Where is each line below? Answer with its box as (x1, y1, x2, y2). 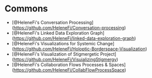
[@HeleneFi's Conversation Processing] (11, 19, 94, 25)
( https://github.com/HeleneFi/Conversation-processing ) (11, 24, 126, 30)
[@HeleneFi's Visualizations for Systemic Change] (11, 40, 115, 46)
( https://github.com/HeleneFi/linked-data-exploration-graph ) (11, 35, 136, 41)
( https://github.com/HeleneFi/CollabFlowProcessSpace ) (11, 67, 127, 73)
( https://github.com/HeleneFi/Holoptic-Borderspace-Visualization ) (11, 46, 147, 52)
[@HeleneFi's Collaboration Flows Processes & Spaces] (11, 62, 126, 68)
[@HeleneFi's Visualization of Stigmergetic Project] (11, 51, 117, 57)
